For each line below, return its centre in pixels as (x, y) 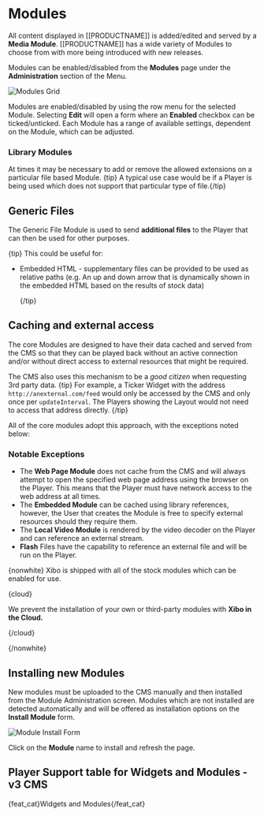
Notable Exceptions (46, 454)
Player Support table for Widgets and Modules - (128, 772)
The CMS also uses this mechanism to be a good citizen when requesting (127, 376)
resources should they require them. (78, 522)
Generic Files (41, 211)
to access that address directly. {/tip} (68, 410)
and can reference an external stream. (82, 538)
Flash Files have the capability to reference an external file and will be (133, 547)
